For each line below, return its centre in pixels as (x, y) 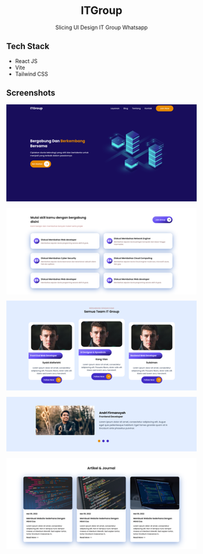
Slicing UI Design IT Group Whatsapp (101, 27)
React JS (26, 61)
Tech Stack (28, 46)
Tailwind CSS (31, 74)
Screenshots (31, 93)
